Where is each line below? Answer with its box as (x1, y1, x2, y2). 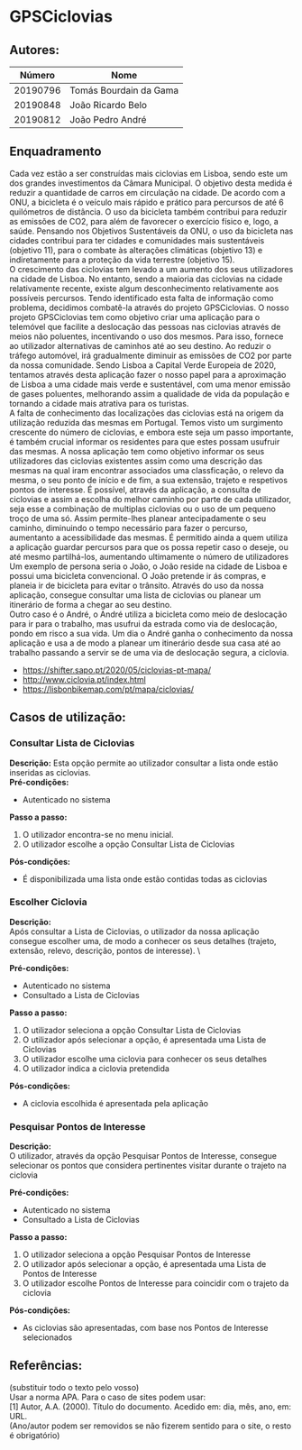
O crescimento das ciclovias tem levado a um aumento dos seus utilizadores (9, 263, 294, 274)
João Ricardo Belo (69, 99, 147, 111)
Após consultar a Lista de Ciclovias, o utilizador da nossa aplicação (9, 926, 260, 937)
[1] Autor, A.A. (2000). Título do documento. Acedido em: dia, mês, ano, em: (9, 1400, 291, 1412)
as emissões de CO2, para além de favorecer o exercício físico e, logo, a (9, 216, 279, 226)
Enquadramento (9, 144, 102, 160)
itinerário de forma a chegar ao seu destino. (9, 599, 173, 610)
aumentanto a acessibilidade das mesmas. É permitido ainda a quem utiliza (9, 532, 288, 543)
